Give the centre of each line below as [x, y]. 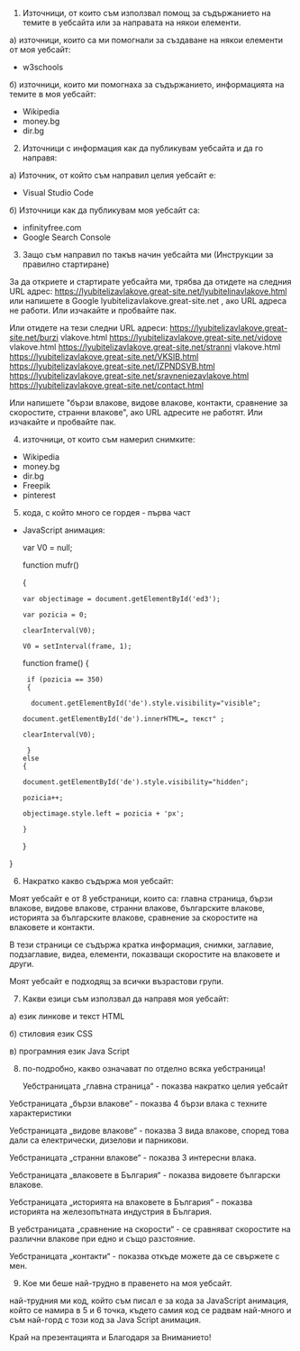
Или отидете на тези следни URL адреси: [89, 328]
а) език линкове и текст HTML [67, 1016]
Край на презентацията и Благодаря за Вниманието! [110, 1337]
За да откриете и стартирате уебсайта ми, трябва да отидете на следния [150, 282]
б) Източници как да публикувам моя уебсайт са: [105, 210]
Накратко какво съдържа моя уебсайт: [98, 881]
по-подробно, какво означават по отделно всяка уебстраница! [144, 1068]
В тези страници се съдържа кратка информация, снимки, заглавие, [142, 945]
